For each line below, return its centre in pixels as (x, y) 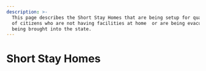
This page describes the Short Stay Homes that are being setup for (101, 18)
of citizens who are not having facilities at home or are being (98, 23)
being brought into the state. (52, 29)
